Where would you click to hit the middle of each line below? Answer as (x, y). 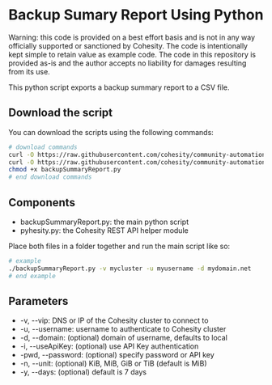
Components (42, 203)
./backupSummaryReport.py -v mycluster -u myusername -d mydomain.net (130, 269)
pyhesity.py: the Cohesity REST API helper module (104, 230)
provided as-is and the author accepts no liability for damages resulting (127, 63)
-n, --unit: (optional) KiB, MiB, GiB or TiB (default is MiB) (113, 364)
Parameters (38, 301)
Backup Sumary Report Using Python (136, 15)
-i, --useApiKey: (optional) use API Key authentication (109, 346)
